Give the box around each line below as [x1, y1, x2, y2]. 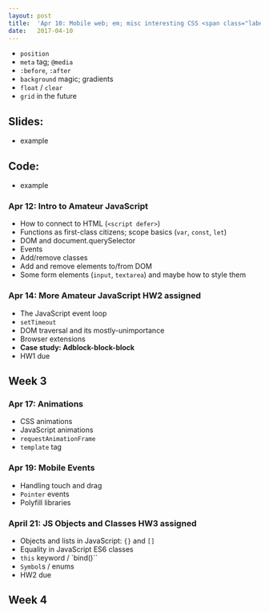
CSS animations [19, 417, 73, 426]
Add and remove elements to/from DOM [19, 262, 152, 271]
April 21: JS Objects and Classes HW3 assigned [8, 517, 197, 528]
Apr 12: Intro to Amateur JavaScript [8, 200, 149, 211]
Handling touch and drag [19, 480, 102, 490]
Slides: [8, 114, 44, 129]
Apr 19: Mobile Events [8, 463, 95, 474]
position [19, 50, 50, 59]
